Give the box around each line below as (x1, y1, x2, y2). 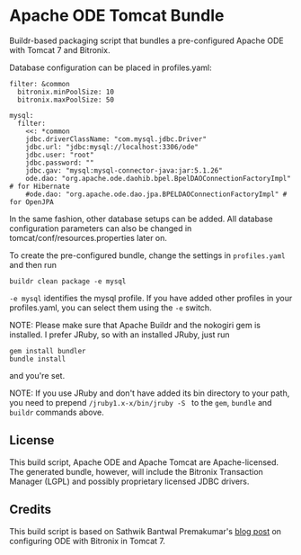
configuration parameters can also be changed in (9, 222, 192, 234)
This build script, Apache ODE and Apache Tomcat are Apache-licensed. (9, 456, 279, 468)
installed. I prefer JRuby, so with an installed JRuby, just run (9, 329, 231, 340)
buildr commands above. (9, 407, 105, 417)
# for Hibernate (9, 182, 70, 191)
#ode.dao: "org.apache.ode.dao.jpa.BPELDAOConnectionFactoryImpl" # (25, 190, 288, 199)
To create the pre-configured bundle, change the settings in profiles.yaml (9, 249, 286, 261)
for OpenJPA (9, 197, 54, 207)
